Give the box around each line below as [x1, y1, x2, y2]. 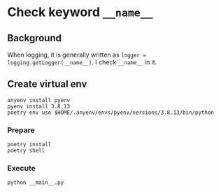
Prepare [7, 125, 35, 135]
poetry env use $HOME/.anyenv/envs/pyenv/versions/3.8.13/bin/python [7, 109, 215, 116]
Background [7, 32, 62, 44]
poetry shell [7, 148, 45, 155]
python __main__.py [7, 179, 64, 186]
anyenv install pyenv [7, 96, 71, 103]
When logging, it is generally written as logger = [7, 50, 147, 59]
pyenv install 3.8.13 [7, 103, 71, 110]
